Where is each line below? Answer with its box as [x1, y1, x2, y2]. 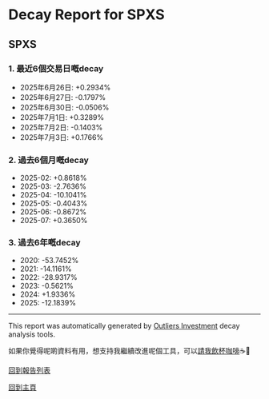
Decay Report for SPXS [8, 6, 166, 24]
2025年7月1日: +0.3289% [19, 112, 105, 122]
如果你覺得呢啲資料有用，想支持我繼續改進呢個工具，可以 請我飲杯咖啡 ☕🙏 [8, 346, 251, 356]
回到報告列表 [8, 365, 50, 375]
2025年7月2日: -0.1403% [19, 122, 103, 132]
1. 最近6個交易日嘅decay [8, 62, 104, 74]
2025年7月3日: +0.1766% [19, 132, 104, 142]
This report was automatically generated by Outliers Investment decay [8, 321, 240, 331]
